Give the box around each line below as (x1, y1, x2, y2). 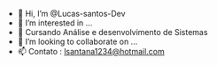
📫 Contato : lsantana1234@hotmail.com (17, 47, 166, 56)
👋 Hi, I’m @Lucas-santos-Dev (17, 9, 126, 18)
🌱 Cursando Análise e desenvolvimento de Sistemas (17, 27, 208, 37)
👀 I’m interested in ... (17, 18, 93, 28)
